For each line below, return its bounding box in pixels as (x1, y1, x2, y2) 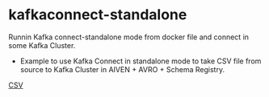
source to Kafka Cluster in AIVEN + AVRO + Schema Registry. (19, 64, 225, 74)
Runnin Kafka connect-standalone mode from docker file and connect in (8, 32, 249, 42)
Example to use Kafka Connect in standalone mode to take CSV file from (19, 56, 262, 66)
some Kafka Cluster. (8, 40, 76, 50)
